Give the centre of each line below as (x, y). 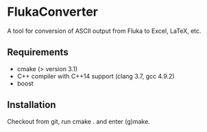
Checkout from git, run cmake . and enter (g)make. (79, 121)
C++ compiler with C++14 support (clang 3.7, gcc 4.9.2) (96, 76)
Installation (32, 105)
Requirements (38, 52)
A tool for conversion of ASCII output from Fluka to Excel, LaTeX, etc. (104, 31)
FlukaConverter (52, 12)
